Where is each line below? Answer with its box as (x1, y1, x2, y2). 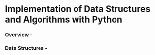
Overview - (5, 31, 33, 38)
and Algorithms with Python (5, 14, 122, 25)
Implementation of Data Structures (5, 3, 151, 15)
